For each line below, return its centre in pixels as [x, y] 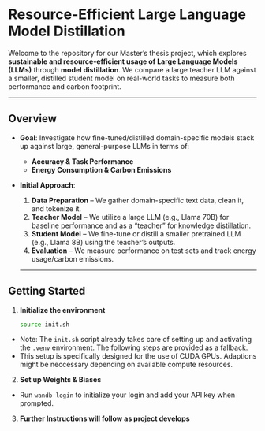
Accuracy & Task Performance [82, 161]
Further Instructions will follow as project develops [105, 418]
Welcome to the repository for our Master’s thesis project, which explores [127, 53]
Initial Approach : [47, 185]
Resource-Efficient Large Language [127, 15]
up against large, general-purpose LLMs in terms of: [105, 146]
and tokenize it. [56, 208]
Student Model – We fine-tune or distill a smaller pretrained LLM [136, 233]
